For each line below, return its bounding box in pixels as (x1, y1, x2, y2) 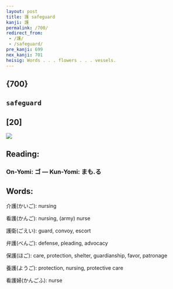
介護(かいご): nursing (6, 203, 57, 210)
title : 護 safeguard (6, 14, 56, 20)
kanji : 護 (6, 19, 29, 25)
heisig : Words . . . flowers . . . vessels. (6, 57, 116, 63)
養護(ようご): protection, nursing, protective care (6, 264, 124, 271)
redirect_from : (6, 30, 43, 36)
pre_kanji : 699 (6, 47, 43, 53)
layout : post (6, 8, 38, 15)
